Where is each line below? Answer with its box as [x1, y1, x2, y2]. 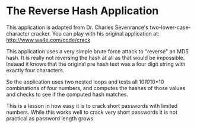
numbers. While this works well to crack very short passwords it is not [6, 108, 178, 116]
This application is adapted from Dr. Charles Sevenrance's [6, 24, 148, 31]
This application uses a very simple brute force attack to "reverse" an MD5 [6, 47, 189, 55]
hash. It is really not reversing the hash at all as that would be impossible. [6, 54, 185, 61]
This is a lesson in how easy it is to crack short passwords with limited [6, 102, 178, 109]
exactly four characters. [6, 66, 65, 73]
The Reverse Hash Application [6, 4, 159, 18]
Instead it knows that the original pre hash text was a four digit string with [6, 60, 186, 68]
